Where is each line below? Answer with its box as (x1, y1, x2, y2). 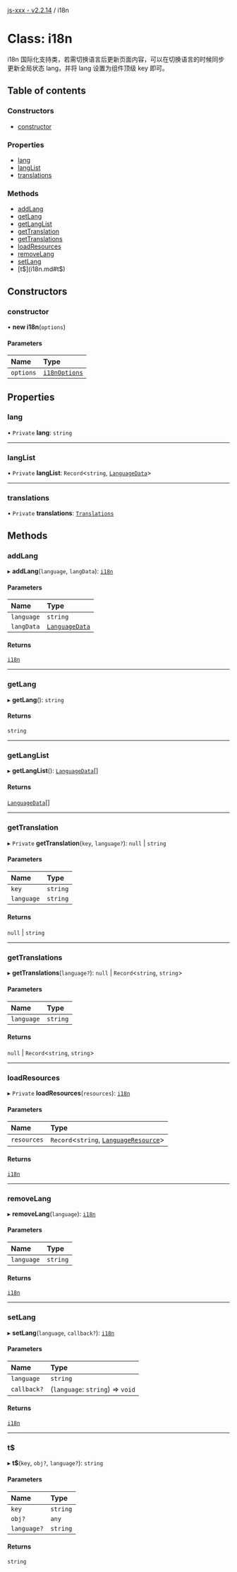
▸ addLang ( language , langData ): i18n (7, 567, 114, 575)
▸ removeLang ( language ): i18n (7, 1210, 96, 1218)
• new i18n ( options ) (7, 322, 66, 331)
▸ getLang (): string (7, 695, 65, 704)
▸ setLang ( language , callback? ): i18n (7, 1329, 115, 1337)
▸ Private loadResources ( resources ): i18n (7, 1089, 130, 1098)
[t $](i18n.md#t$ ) (17, 265, 66, 273)
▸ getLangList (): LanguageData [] (7, 767, 99, 775)
